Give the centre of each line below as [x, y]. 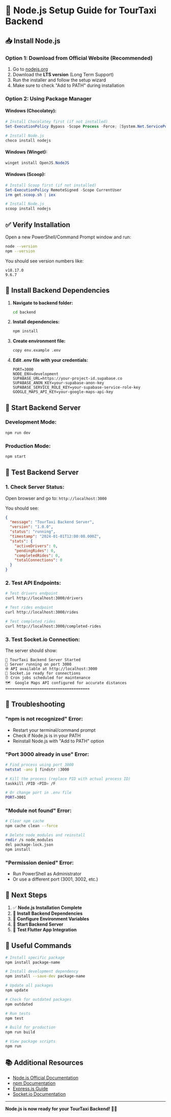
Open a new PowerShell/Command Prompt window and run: [68, 237]
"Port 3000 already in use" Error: [47, 754]
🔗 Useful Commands [38, 946]
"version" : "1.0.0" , [32, 527]
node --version [21, 246]
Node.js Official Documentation [46, 1078]
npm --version [20, 251]
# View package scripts [31, 1042]
